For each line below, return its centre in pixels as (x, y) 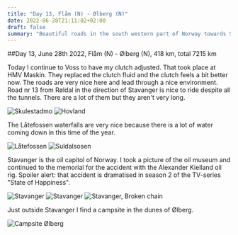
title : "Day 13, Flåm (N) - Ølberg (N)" (68, 14)
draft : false (27, 27)
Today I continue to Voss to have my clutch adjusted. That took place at (112, 67)
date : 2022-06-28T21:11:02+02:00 (57, 21)
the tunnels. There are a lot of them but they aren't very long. (96, 98)
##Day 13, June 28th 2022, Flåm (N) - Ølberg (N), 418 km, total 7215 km (112, 54)
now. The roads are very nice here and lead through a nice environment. (113, 83)
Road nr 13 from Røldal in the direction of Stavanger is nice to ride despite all (119, 90)
